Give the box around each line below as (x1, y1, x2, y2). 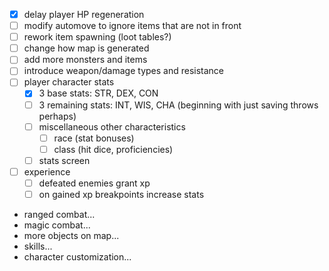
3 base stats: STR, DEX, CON (38, 87, 159, 99)
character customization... (23, 251, 132, 263)
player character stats (23, 76, 115, 88)
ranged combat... (23, 209, 96, 220)
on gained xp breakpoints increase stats (38, 188, 205, 200)
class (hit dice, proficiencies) (53, 143, 174, 155)
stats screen (38, 154, 91, 166)
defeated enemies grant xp (38, 177, 151, 189)
